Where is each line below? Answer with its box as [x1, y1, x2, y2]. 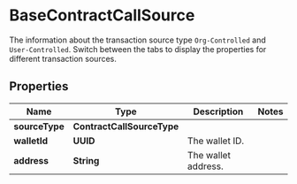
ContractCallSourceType [72, 120, 179, 133]
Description [193, 105, 244, 118]
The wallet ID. [187, 134, 245, 147]
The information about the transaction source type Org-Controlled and [9, 34, 267, 45]
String [72, 154, 100, 166]
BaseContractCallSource [9, 5, 195, 26]
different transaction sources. [9, 53, 118, 64]
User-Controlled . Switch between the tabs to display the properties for [9, 43, 267, 54]
